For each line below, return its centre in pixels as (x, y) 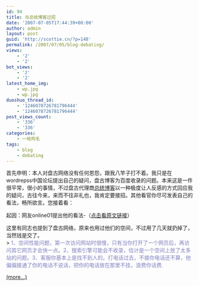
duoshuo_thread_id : (30, 100)
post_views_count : (29, 117)
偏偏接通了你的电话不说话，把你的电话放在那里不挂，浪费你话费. (85, 265)
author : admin (24, 28)
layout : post (22, 34)
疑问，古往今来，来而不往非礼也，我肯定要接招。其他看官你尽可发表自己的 (102, 195)
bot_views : (20, 67)
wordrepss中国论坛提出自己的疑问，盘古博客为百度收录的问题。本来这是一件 (99, 180)
